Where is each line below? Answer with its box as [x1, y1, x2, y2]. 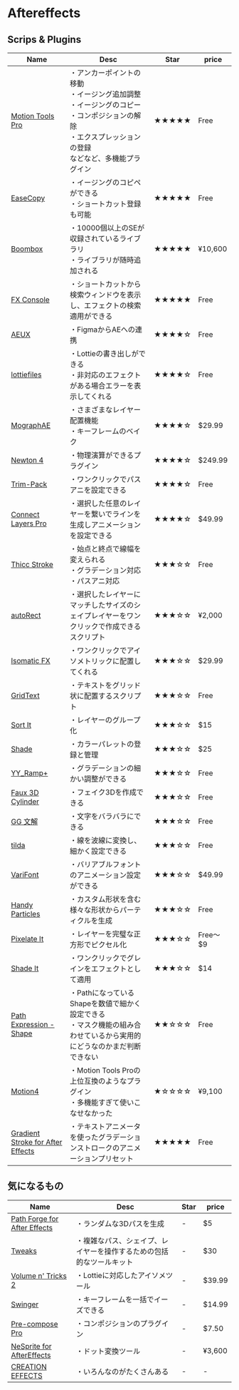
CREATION [11, 1361, 48, 1371]
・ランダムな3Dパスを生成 [75, 1218, 165, 1228]
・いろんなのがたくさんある [75, 1366, 169, 1376]
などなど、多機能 [70, 153, 127, 163]
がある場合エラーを [70, 381, 134, 390]
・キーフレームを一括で [75, 1294, 154, 1304]
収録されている [70, 234, 119, 243]
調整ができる [84, 774, 127, 784]
